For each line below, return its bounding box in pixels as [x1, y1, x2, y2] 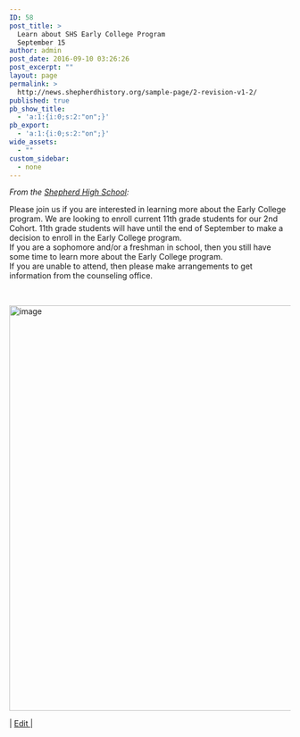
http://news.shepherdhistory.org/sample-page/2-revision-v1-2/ [17, 87, 257, 96]
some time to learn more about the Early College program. [9, 252, 223, 262]
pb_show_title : [9, 104, 66, 113]
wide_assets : [9, 137, 58, 146]
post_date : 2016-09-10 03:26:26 [9, 54, 129, 63]
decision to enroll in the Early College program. [9, 233, 182, 244]
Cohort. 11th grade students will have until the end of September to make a [9, 223, 284, 234]
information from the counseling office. [9, 270, 154, 281]
